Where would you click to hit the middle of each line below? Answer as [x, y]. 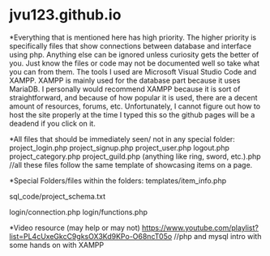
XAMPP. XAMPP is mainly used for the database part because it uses [125, 80]
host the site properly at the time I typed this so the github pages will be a [132, 114]
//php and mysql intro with [218, 236]
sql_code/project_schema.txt [58, 196]
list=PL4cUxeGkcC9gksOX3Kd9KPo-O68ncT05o [91, 236]
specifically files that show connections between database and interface [131, 45]
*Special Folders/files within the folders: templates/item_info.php [118, 181]
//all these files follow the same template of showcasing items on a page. [131, 164]
